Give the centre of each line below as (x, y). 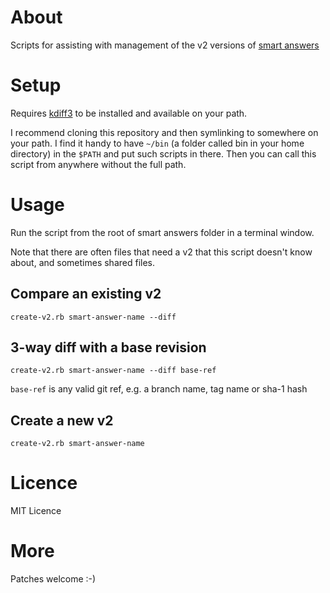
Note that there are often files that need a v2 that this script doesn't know (161, 252)
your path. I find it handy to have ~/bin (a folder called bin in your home (157, 143)
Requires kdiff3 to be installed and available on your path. (129, 113)
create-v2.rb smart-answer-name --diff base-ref (113, 371)
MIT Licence (36, 511)
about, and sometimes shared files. (83, 262)
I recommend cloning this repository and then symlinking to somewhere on (164, 132)
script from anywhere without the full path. (98, 164)
